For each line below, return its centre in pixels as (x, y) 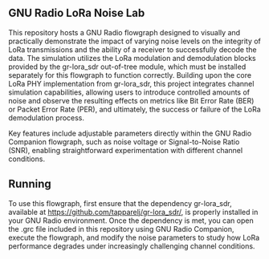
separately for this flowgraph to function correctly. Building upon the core (130, 75)
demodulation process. (47, 117)
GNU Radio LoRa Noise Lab (77, 13)
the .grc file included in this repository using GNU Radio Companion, (121, 229)
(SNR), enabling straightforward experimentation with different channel (126, 150)
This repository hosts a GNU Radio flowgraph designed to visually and (124, 32)
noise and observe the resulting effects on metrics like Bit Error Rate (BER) (131, 100)
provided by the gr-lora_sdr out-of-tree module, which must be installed (127, 67)
